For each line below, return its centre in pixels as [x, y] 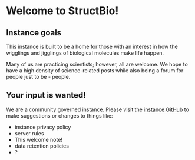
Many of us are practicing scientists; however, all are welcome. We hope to [97, 64]
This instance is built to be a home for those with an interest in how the [92, 46]
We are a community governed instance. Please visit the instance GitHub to [98, 109]
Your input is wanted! [46, 95]
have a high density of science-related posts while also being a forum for [95, 71]
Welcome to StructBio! [62, 11]
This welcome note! [39, 139]
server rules [29, 133]
